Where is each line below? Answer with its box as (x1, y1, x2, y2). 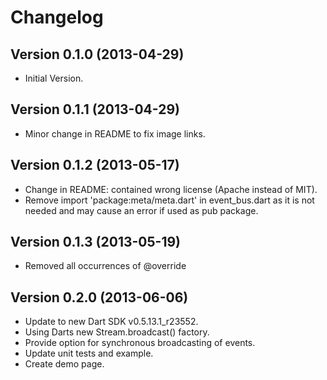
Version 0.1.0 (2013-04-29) (10, 46, 185, 63)
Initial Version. (24, 72, 84, 84)
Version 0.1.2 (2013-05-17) (10, 157, 180, 174)
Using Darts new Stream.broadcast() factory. (24, 326, 210, 338)
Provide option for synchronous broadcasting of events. (24, 337, 256, 349)
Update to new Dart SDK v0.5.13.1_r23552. (24, 316, 199, 328)
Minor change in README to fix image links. (24, 127, 206, 140)
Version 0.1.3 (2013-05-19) (10, 234, 182, 251)
